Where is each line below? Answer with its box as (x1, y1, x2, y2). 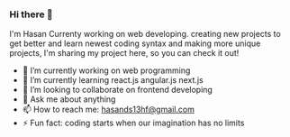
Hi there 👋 (9, 8, 54, 21)
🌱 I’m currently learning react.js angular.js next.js (22, 75, 204, 86)
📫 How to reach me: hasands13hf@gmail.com (22, 104, 195, 115)
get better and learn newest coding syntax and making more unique (9, 38, 261, 49)
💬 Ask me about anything (22, 94, 116, 105)
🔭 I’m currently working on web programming (22, 65, 191, 76)
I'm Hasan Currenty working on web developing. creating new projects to (9, 29, 281, 40)
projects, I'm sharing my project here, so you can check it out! (9, 48, 240, 59)
